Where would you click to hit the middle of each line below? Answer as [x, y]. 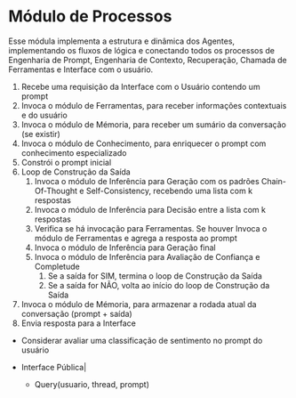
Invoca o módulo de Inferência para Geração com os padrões [147, 181]
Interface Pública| [54, 367]
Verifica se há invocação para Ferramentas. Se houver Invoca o [151, 228]
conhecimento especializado [74, 152]
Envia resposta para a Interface [79, 323]
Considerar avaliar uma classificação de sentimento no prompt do [142, 340]
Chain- [273, 181]
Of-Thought [56, 191]
